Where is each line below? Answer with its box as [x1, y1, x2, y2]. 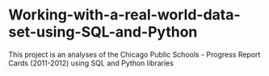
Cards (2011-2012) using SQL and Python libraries [8, 58, 174, 68]
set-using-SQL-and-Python [8, 23, 198, 41]
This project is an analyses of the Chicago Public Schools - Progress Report [8, 49, 261, 59]
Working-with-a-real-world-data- [8, 6, 241, 24]
